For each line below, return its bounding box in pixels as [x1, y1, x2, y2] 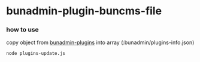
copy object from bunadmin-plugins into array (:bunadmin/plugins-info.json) [6, 39, 195, 46]
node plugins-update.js [6, 51, 66, 57]
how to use [6, 26, 39, 34]
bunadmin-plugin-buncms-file [6, 4, 162, 18]
